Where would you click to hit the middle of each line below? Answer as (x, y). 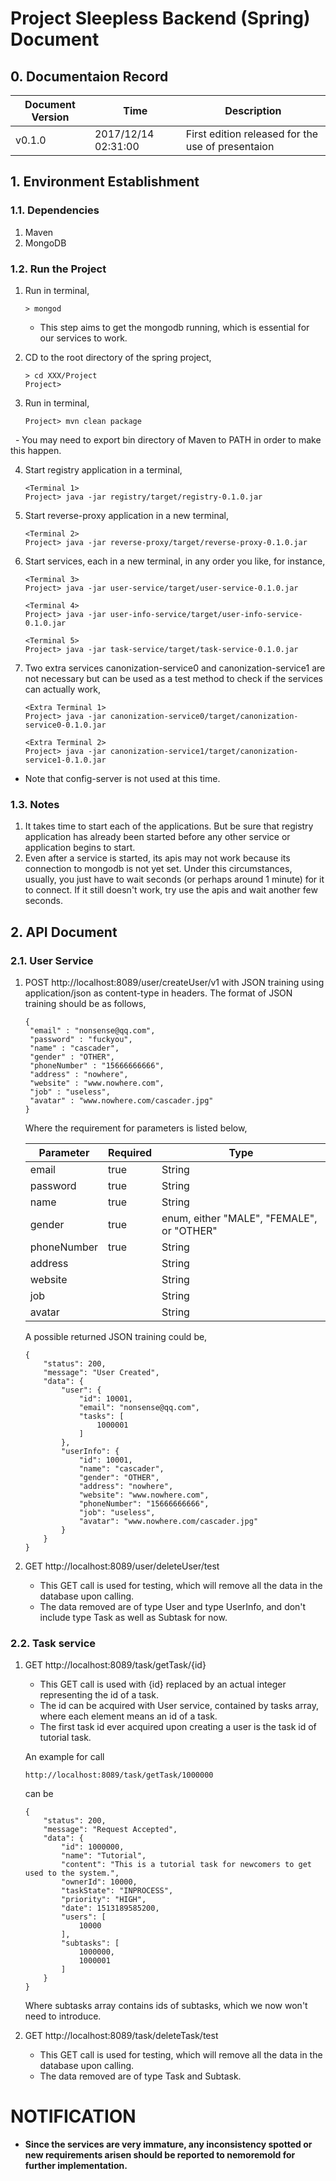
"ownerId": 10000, (99, 1882)
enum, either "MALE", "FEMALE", (239, 1218)
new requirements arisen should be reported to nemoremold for (160, 2155)
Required (130, 1152)
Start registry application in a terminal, (103, 469)
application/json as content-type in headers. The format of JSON (158, 993)
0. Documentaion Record (89, 76)
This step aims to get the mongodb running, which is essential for (174, 327)
